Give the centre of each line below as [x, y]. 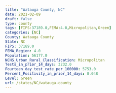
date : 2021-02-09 [23, 14]
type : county [19, 23]
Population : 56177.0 [26, 55]
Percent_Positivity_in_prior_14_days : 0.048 [52, 74]
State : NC [15, 42]
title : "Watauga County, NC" [35, 10]
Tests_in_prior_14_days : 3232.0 [38, 64]
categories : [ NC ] [23, 32]
